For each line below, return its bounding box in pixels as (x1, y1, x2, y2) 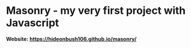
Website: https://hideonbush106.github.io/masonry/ (6, 35, 137, 42)
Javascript (6, 16, 60, 29)
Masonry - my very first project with (6, 4, 186, 17)
